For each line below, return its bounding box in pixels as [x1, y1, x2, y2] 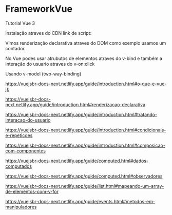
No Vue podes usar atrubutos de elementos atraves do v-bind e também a [5, 55, 163, 62]
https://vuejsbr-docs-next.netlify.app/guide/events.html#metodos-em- [5, 198, 156, 204]
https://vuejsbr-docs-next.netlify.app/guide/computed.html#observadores [5, 173, 163, 179]
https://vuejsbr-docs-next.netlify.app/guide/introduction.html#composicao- [5, 142, 165, 148]
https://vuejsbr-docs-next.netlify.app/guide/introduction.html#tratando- [5, 111, 158, 118]
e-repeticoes [5, 132, 33, 139]
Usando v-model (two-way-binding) [5, 70, 82, 77]
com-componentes [5, 147, 46, 154]
